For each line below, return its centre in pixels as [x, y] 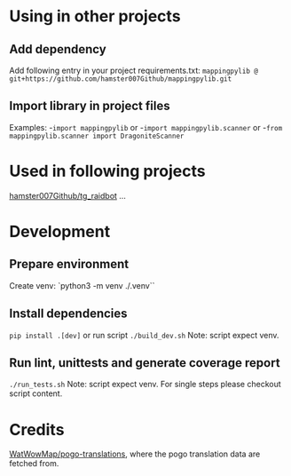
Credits [37, 429]
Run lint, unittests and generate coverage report [145, 363]
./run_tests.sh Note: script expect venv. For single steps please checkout [145, 385]
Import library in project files [90, 106]
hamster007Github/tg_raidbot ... [68, 195]
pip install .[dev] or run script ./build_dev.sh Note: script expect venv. [144, 335]
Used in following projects [107, 171]
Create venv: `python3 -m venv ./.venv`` [82, 285]
